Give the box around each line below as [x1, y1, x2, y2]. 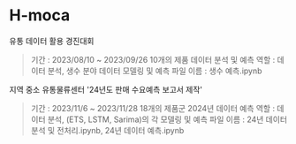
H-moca [9, 5, 71, 26]
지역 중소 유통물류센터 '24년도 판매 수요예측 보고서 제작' [9, 84, 203, 95]
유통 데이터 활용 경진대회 [9, 35, 95, 46]
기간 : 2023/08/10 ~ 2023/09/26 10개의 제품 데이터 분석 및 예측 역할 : [30, 54, 276, 64]
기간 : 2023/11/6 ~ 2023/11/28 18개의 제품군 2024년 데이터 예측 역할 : [30, 102, 276, 113]
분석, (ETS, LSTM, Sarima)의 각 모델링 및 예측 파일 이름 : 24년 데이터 [47, 114, 288, 125]
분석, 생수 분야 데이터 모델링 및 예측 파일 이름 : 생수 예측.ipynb [47, 65, 262, 76]
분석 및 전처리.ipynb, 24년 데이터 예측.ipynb [30, 125, 185, 135]
